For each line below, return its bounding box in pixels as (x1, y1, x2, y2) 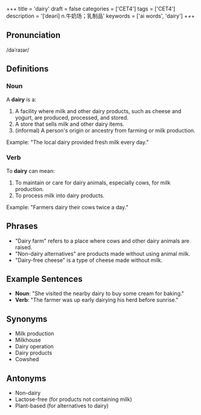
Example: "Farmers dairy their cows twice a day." (6, 203, 129, 211)
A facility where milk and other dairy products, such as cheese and (14, 107, 182, 114)
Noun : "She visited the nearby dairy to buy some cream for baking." (14, 290, 184, 297)
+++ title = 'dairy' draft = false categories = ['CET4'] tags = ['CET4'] (6, 5, 176, 12)
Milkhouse (14, 336, 41, 344)
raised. (14, 243, 33, 250)
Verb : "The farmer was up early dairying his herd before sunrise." (14, 296, 179, 304)
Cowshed (14, 356, 39, 363)
